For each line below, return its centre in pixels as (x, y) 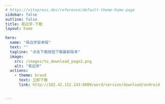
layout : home (19, 29)
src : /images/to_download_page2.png (53, 61)
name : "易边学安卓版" (30, 43)
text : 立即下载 (33, 80)
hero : (11, 38)
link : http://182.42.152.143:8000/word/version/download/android (89, 85)
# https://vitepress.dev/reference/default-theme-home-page (70, 10)
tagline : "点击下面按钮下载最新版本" (45, 52)
